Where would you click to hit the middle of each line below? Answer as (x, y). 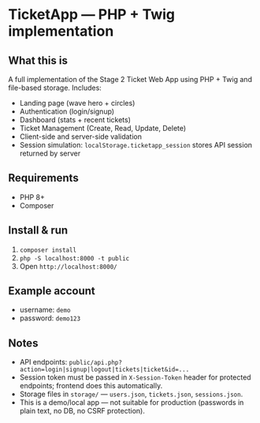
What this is (38, 60)
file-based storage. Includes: (55, 88)
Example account (52, 291)
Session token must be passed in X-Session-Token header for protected (135, 377)
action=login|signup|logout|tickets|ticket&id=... (104, 370)
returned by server (50, 153)
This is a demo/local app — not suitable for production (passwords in (132, 402)
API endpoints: (43, 362)
